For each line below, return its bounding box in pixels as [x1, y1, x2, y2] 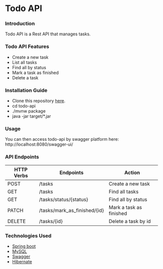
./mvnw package [12, 108, 46, 114]
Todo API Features [5, 43, 49, 50]
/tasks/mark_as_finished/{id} [39, 207, 104, 213]
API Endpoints [5, 153, 39, 160]
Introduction [5, 20, 35, 27]
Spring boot [12, 243, 36, 249]
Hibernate [12, 258, 33, 264]
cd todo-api [12, 103, 36, 109]
